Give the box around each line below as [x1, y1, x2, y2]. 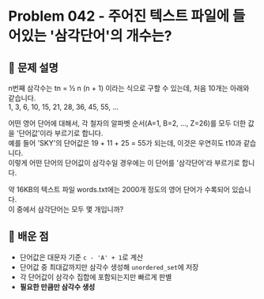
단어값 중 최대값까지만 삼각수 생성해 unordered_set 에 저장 [19, 262, 199, 271]
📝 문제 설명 [8, 61, 59, 74]
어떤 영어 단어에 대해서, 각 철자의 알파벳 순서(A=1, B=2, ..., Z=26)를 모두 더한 [8, 119, 247, 127]
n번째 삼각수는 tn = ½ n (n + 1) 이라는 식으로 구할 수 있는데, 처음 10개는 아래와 [8, 84, 250, 93]
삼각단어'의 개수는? [54, 27, 172, 45]
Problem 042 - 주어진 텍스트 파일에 [8, 7, 230, 25]
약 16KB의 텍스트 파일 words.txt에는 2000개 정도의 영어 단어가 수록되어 [8, 185, 231, 194]
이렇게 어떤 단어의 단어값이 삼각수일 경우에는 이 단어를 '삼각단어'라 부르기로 [8, 158, 240, 167]
